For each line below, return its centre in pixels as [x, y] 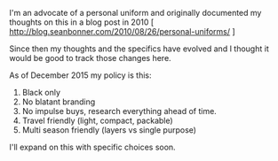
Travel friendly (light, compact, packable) [97, 120]
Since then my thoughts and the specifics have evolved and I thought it [139, 49]
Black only [41, 92]
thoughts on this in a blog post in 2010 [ [82, 22]
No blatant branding [59, 102]
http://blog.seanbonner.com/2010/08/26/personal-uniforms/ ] [122, 31]
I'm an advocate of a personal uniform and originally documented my [135, 13]
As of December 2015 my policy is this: [80, 75]
